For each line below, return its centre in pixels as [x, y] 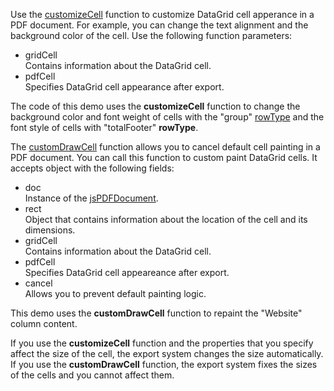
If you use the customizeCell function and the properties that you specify [162, 343]
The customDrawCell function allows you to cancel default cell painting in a [165, 147]
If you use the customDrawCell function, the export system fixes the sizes [164, 364]
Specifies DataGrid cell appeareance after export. [127, 272]
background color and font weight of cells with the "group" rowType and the [167, 117]
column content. [44, 323]
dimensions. [50, 230]
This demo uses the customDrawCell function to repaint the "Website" [156, 313]
